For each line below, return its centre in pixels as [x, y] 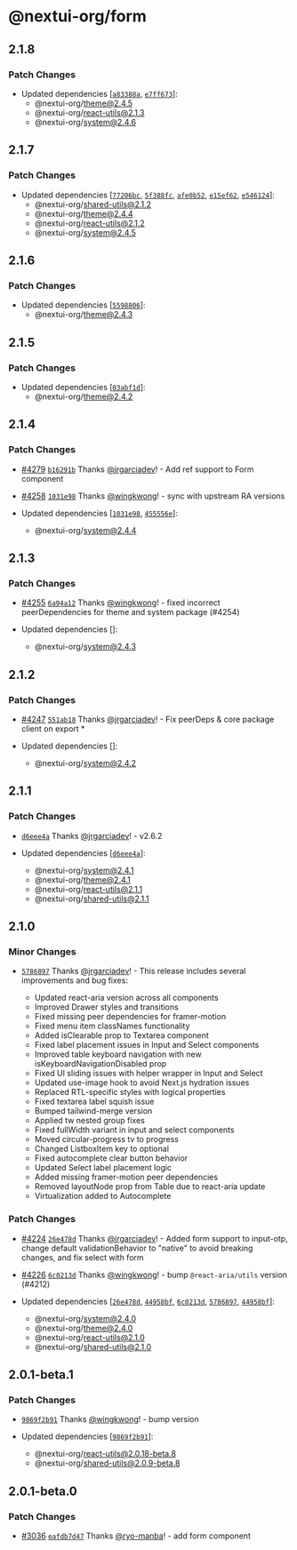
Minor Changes [42, 951]
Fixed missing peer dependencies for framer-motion [130, 1017]
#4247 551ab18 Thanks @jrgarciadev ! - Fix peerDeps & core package [148, 719]
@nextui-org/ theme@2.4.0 [84, 1328]
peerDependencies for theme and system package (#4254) [131, 612]
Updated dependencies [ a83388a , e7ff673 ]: [100, 93]
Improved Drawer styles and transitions [106, 1007]
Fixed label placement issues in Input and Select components [147, 1045]
